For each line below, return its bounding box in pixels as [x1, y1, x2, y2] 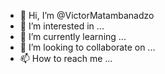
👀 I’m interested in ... [19, 20, 105, 32]
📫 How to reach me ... [19, 53, 113, 64]
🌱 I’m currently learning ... [19, 31, 127, 42]
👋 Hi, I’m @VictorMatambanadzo [19, 10, 155, 21]
